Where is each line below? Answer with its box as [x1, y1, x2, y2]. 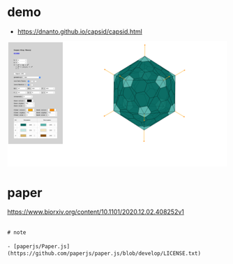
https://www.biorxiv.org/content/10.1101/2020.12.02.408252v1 [7, 207, 185, 217]
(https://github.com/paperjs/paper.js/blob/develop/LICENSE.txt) [7, 250, 201, 257]
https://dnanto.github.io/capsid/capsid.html [17, 27, 143, 36]
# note [7, 229, 27, 236]
